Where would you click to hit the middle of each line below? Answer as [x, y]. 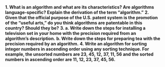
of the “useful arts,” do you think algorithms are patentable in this [74, 23]
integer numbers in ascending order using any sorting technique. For [77, 49]
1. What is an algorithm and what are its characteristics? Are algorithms [80, 7]
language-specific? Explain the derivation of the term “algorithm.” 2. [77, 12]
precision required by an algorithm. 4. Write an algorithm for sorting [76, 44]
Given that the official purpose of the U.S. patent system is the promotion [82, 17]
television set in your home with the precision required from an [71, 33]
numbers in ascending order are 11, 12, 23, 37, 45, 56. [60, 59]
